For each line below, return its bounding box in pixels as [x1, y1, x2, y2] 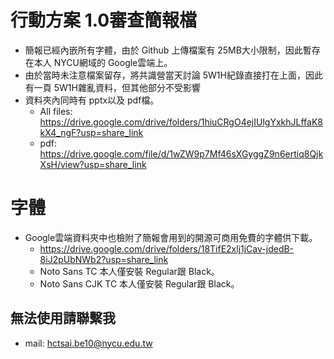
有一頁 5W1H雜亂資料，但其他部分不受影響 [24, 81, 201, 93]
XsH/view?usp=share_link [39, 158, 147, 170]
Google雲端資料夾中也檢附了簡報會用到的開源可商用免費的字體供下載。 [24, 231, 318, 243]
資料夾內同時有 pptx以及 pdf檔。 [24, 94, 160, 106]
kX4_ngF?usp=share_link [39, 126, 144, 138]
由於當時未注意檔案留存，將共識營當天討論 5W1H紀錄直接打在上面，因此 [24, 69, 323, 81]
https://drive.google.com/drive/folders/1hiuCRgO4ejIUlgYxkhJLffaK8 [39, 116, 323, 128]
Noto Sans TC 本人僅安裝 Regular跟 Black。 [39, 265, 220, 277]
